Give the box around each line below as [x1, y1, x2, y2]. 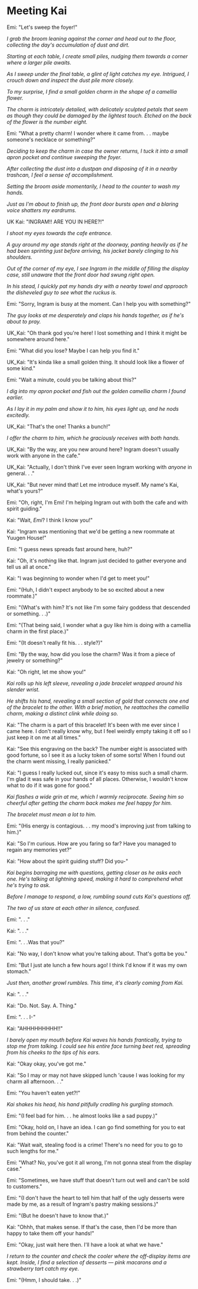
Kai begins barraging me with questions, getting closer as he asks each [6, 869, 181, 876]
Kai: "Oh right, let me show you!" [6, 668, 86, 675]
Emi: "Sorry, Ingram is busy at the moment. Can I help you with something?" [6, 300, 191, 307]
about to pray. [6, 318, 41, 325]
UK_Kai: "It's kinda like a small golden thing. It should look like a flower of [6, 358, 184, 365]
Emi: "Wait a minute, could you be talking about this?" [6, 376, 137, 383]
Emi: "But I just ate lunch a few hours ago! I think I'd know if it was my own [6, 961, 187, 968]
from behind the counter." [6, 1130, 70, 1137]
